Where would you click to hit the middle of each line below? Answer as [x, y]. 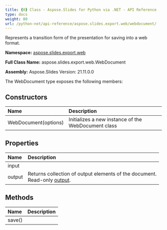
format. [13, 43]
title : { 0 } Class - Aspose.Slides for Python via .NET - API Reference [81, 10]
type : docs [16, 14]
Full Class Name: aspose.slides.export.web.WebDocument [65, 62]
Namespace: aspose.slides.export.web [45, 53]
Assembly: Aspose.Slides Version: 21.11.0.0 [50, 72]
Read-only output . [49, 180]
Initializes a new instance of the [105, 120]
